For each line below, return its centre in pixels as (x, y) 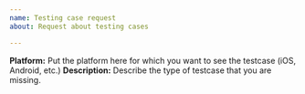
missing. (25, 79)
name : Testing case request (63, 18)
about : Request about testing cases (79, 26)
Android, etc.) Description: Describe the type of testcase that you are (141, 70)
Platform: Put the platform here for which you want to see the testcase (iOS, (153, 60)
